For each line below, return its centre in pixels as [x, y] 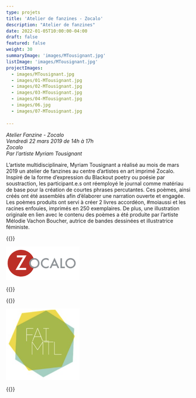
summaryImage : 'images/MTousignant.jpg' [56, 56]
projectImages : [25, 68]
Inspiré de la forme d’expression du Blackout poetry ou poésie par [86, 177]
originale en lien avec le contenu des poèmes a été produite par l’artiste [92, 214]
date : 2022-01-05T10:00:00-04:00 [47, 31]
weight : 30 [19, 50]
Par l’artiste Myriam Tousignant [44, 153]
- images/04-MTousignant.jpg [47, 99]
